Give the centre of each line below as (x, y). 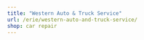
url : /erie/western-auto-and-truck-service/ (72, 20)
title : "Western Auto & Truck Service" (65, 13)
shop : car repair (32, 26)
